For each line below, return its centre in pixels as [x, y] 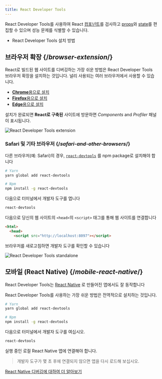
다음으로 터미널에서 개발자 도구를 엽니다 [43, 198]
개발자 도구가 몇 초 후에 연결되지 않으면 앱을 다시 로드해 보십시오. [78, 361]
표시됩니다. [21, 121]
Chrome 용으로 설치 [31, 92]
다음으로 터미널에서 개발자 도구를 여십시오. [45, 332]
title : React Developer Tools [36, 9]
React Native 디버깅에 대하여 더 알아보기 [44, 371]
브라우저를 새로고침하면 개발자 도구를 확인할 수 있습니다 [57, 245]
